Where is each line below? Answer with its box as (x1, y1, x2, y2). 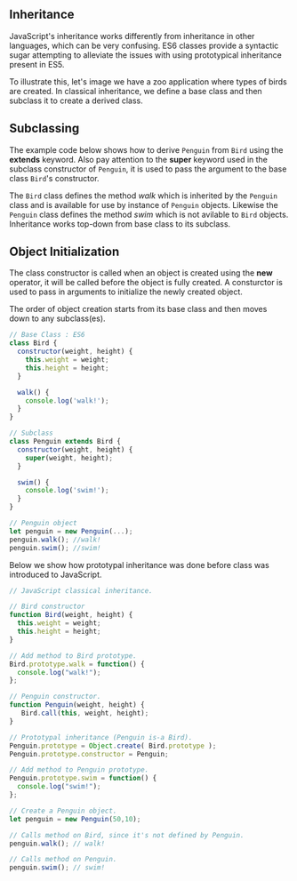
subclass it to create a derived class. (9, 95, 144, 106)
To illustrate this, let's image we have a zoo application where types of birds (9, 76, 287, 87)
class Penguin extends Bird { (9, 437, 122, 446)
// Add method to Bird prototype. (9, 651, 138, 661)
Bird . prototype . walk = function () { (9, 660, 145, 669)
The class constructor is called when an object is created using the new (9, 268, 273, 278)
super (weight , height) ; (25, 453, 114, 462)
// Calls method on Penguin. (9, 855, 117, 864)
